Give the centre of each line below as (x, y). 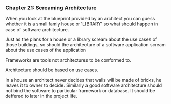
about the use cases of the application (46, 50)
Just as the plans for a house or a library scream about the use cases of (81, 39)
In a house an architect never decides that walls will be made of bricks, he (83, 80)
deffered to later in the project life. (41, 96)
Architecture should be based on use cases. (52, 70)
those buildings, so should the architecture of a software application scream (85, 45)
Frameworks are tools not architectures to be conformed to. (68, 60)
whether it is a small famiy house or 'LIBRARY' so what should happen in (82, 24)
